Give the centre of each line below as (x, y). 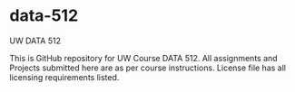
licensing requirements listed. (64, 77)
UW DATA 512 (35, 41)
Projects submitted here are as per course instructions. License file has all (147, 68)
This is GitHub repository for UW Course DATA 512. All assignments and (144, 58)
